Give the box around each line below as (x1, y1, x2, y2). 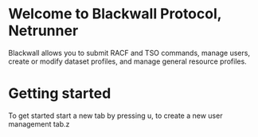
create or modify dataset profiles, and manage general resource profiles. (8, 57, 247, 66)
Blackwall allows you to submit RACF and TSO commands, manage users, (8, 48, 251, 57)
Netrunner (8, 22, 79, 40)
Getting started (8, 84, 111, 103)
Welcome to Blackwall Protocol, (8, 5, 222, 23)
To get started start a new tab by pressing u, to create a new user (8, 111, 223, 120)
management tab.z (8, 119, 70, 128)
